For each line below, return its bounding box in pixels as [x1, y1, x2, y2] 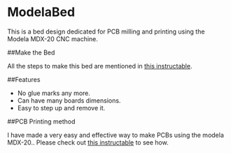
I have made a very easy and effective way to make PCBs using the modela [7, 131, 224, 139]
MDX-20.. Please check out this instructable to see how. [7, 138, 169, 147]
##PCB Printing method [7, 117, 76, 126]
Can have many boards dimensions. [17, 96, 121, 105]
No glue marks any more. [17, 89, 91, 97]
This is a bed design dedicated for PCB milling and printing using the [7, 27, 205, 36]
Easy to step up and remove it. [17, 103, 106, 112]
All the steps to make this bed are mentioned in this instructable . [7, 61, 192, 70]
